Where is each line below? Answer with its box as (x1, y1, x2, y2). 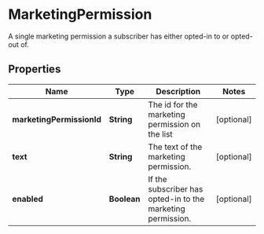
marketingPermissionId (12, 114, 102, 125)
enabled (12, 193, 43, 204)
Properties (8, 63, 61, 76)
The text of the (148, 141, 203, 152)
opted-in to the (148, 193, 205, 204)
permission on (148, 119, 201, 130)
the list (148, 128, 173, 139)
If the (148, 174, 167, 185)
